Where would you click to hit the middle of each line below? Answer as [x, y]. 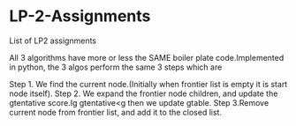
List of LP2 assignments [53, 41]
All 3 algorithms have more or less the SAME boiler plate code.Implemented [147, 57]
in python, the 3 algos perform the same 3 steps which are [116, 67]
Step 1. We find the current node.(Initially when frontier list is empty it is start [148, 84]
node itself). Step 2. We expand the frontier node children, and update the [144, 93]
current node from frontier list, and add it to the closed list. [116, 112]
